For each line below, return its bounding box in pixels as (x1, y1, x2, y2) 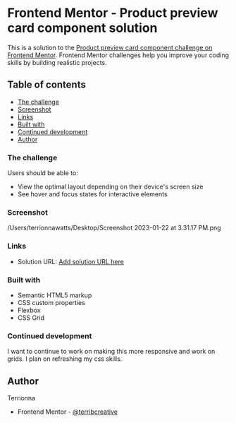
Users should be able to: (7, 169, 79, 177)
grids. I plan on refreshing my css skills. (7, 355, 123, 363)
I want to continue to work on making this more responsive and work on (7, 347, 216, 356)
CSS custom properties (17, 298, 86, 306)
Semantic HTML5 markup (17, 291, 92, 299)
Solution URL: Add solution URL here (17, 257, 125, 266)
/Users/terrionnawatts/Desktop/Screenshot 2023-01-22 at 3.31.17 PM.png (7, 224, 221, 232)
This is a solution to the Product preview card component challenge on (7, 43, 213, 52)
